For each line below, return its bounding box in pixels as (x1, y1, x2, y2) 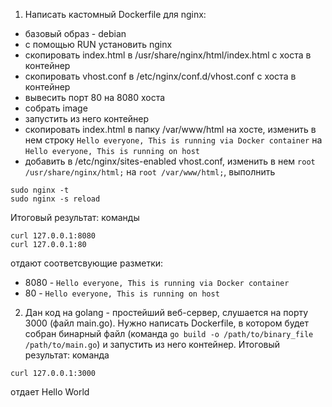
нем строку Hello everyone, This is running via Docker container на (24, 134, 323, 146)
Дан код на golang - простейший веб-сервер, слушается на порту (24, 307, 309, 318)
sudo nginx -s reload (10, 194, 101, 204)
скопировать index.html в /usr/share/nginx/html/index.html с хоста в (24, 49, 312, 61)
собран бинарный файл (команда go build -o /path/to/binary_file (24, 328, 314, 339)
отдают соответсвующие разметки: (10, 257, 164, 269)
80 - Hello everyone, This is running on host (24, 287, 220, 299)
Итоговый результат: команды (10, 212, 140, 223)
